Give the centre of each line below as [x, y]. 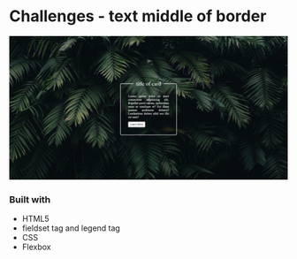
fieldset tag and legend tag [71, 228]
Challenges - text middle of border [138, 16]
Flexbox [36, 247]
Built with [30, 199]
